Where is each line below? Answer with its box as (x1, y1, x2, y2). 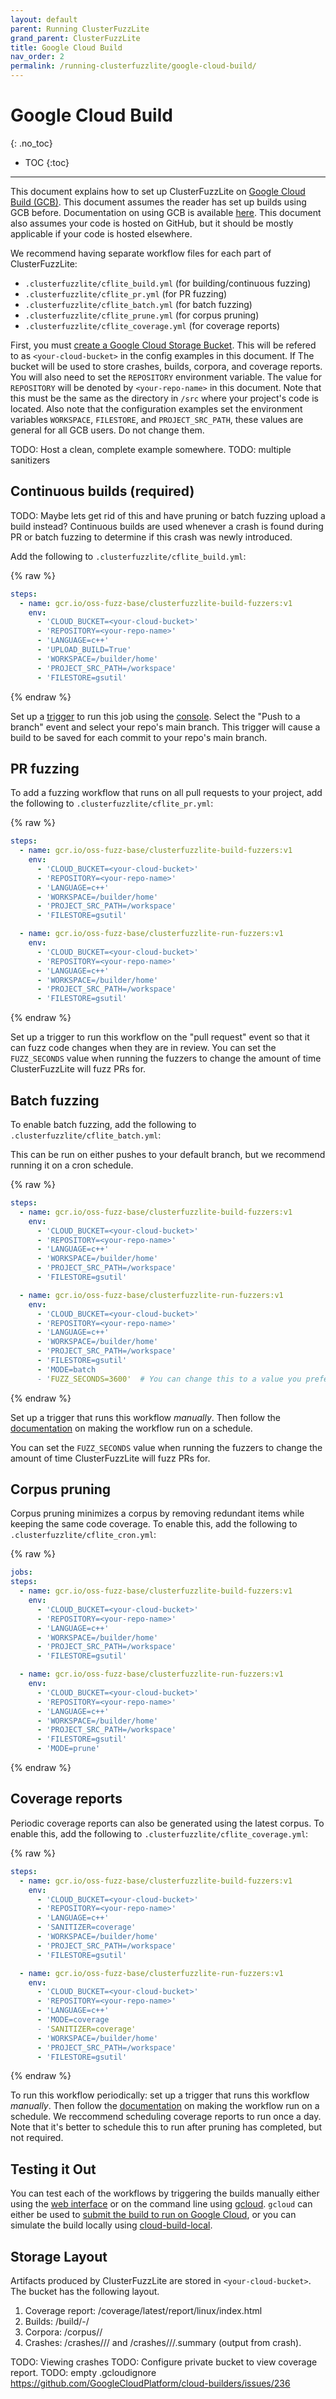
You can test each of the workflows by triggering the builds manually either (10, 2187, 320, 2200)
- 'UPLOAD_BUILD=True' (36, 645, 132, 655)
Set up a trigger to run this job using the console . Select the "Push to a (10, 710, 301, 722)
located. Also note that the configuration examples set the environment (10, 402, 303, 415)
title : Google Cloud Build (10, 42, 123, 53)
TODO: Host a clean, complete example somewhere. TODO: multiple (10, 443, 292, 455)
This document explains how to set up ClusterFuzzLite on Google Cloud (10, 185, 306, 197)
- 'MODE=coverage (36, 2015, 110, 2025)
